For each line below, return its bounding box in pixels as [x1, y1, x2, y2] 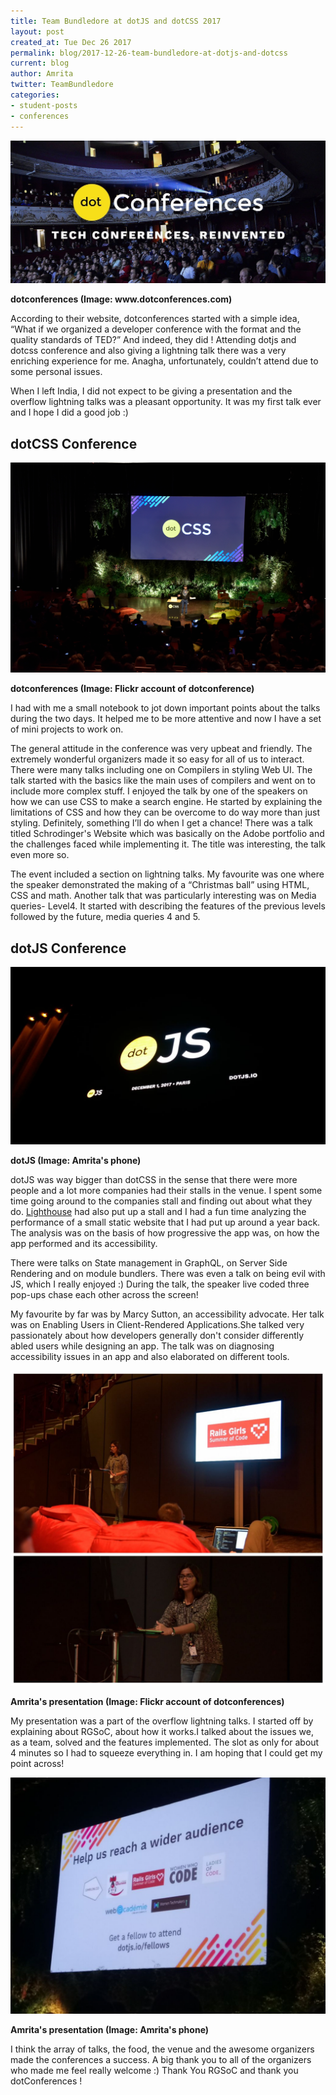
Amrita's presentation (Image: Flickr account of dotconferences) [10, 1695, 285, 1707]
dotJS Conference [10, 940, 127, 957]
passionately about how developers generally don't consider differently [10, 1329, 305, 1341]
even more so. [10, 849, 70, 861]
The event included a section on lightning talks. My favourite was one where [10, 868, 325, 880]
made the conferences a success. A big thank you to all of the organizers [10, 2053, 312, 2065]
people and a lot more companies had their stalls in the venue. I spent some [10, 1184, 323, 1196]
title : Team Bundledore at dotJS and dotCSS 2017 [10, 16, 222, 26]
